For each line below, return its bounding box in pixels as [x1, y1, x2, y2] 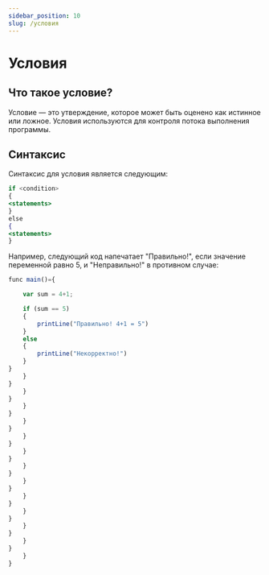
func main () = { [8, 275, 56, 284]
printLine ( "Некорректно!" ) [37, 350, 128, 358]
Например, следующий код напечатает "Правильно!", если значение [8, 251, 247, 262]
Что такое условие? [8, 86, 113, 100]
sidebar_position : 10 [8, 11, 81, 20]
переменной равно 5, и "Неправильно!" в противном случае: [8, 260, 219, 270]
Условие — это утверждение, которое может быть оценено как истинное [8, 107, 261, 117]
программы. [8, 124, 51, 134]
